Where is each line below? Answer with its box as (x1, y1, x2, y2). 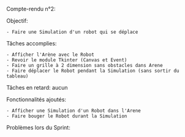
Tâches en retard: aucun (6, 84, 68, 91)
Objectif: (6, 17, 29, 24)
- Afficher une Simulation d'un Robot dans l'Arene (6, 108, 141, 114)
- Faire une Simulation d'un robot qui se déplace (6, 29, 138, 35)
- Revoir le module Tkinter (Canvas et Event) (6, 57, 127, 63)
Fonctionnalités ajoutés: (6, 96, 66, 103)
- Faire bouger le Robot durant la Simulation (6, 113, 127, 119)
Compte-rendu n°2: (6, 6, 56, 12)
